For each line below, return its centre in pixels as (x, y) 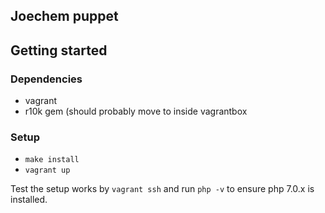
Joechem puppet (64, 16)
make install (52, 160)
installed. (29, 200)
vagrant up (47, 170)
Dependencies (46, 79)
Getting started (59, 50)
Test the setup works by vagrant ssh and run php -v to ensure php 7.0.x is (162, 189)
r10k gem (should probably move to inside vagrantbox (136, 111)
